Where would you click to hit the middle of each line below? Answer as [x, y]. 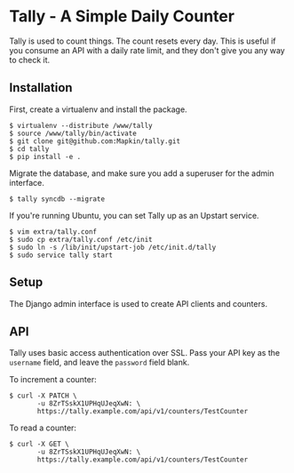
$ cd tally [29, 148]
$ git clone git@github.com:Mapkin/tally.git [95, 141]
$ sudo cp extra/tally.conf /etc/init [81, 239]
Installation [41, 88]
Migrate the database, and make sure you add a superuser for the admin [142, 173]
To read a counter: [43, 428]
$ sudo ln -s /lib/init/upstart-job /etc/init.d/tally [113, 247]
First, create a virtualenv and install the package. [99, 109]
